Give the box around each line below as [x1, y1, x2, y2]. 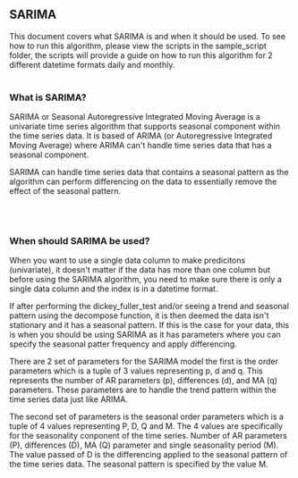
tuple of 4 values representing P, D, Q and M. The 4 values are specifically [9, 421, 284, 432]
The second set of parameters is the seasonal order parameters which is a [9, 411, 285, 423]
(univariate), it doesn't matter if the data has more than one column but [9, 264, 271, 275]
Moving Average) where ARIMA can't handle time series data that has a [9, 140, 272, 151]
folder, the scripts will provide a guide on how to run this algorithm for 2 [9, 49, 273, 61]
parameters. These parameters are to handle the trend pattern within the [9, 384, 277, 396]
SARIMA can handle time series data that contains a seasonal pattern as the [9, 167, 289, 178]
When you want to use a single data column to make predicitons [9, 255, 246, 266]
